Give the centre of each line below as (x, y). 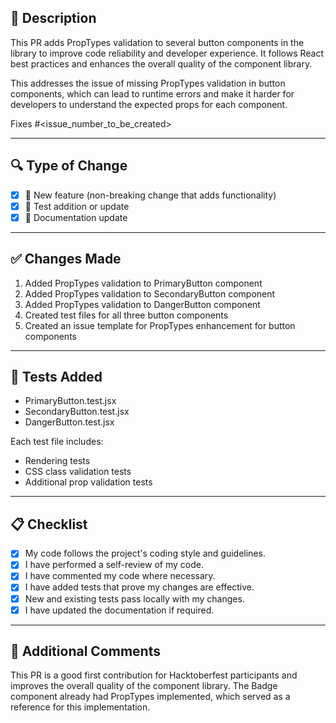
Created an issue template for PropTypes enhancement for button (160, 325)
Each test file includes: (57, 442)
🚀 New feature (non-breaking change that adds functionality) (150, 195)
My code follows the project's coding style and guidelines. (145, 553)
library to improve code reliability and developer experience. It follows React (167, 53)
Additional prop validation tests (88, 482)
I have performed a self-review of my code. (114, 565)
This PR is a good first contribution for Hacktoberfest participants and (154, 675)
